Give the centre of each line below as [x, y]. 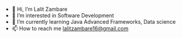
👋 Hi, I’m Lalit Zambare [39, 9]
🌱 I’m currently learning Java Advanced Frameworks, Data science [94, 22]
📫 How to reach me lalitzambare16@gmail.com [70, 28]
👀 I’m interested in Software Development [63, 15]
